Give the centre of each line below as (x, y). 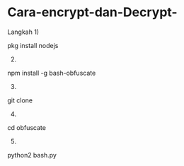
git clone (20, 100)
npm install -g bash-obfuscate (52, 73)
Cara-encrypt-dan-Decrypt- (93, 12)
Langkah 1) (23, 32)
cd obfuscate (27, 127)
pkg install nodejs (33, 45)
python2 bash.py (32, 155)
